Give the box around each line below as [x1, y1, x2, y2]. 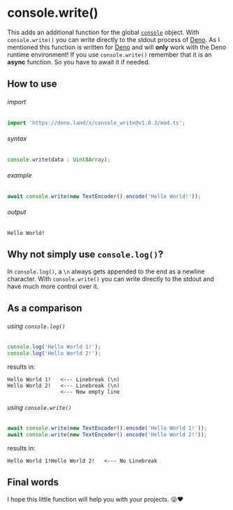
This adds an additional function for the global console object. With [7, 28, 200, 36]
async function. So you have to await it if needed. [7, 57, 150, 66]
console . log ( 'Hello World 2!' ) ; [7, 350, 101, 357]
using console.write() [7, 403, 72, 411]
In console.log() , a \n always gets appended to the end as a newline [7, 267, 205, 276]
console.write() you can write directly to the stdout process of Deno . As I [7, 35, 220, 43]
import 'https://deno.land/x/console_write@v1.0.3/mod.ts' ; [7, 119, 186, 127]
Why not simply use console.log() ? [7, 248, 164, 260]
